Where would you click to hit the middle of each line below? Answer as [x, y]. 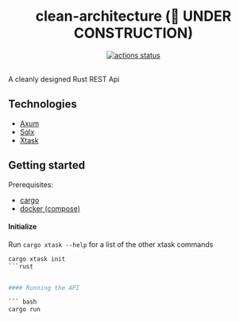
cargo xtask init [37, 259]
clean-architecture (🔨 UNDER [133, 16]
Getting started [47, 165]
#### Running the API [44, 288]
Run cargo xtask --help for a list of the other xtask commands [111, 244]
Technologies [43, 104]
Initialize [23, 227]
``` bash [23, 302]
